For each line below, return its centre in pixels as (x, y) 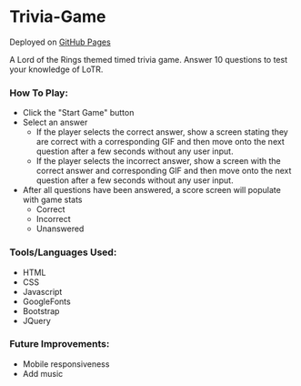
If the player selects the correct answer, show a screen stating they (162, 132)
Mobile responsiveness (66, 364)
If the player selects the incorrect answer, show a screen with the (158, 161)
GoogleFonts (46, 301)
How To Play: (39, 93)
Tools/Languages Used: (63, 252)
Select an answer (55, 122)
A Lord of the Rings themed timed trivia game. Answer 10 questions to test (149, 59)
